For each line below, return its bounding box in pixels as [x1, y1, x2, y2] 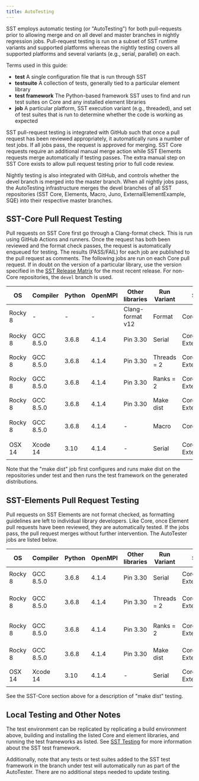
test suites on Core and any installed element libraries [14, 98, 146, 105]
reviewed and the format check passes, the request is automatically [6, 242, 172, 249]
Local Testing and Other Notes [6, 709, 121, 720]
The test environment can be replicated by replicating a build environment [6, 725, 187, 732]
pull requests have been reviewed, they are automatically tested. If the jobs [6, 524, 190, 531]
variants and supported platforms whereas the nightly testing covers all [6, 44, 180, 51]
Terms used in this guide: [6, 62, 68, 69]
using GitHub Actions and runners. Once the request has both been [6, 236, 171, 243]
